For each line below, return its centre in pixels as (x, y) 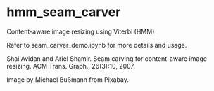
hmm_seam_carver (64, 12)
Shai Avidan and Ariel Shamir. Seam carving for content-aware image (107, 58)
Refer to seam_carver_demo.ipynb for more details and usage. (97, 45)
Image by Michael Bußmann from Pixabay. (68, 79)
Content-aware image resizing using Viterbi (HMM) (81, 31)
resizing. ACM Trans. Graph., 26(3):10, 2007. (71, 66)
